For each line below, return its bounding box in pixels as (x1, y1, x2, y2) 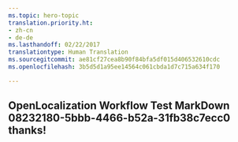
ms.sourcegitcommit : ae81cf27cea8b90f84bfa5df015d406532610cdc (8, 56, 221, 64)
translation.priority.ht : (8, 19, 93, 27)
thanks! (8, 124, 47, 137)
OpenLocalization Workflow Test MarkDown (8, 99, 230, 113)
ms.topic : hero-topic (8, 11, 80, 20)
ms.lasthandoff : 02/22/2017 (8, 41, 101, 49)
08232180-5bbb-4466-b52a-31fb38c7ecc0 (8, 111, 231, 125)
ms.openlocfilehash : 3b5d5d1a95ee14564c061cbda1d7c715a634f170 (8, 63, 221, 71)
